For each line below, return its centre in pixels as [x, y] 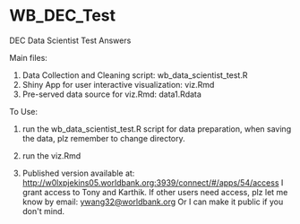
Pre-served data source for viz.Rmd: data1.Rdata [111, 94]
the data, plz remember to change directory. [103, 138]
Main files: [28, 57]
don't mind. [43, 211]
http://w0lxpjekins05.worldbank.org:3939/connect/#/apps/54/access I [153, 182]
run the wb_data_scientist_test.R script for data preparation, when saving [157, 129]
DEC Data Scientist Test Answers [70, 40]
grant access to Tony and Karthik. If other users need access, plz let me [155, 192]
